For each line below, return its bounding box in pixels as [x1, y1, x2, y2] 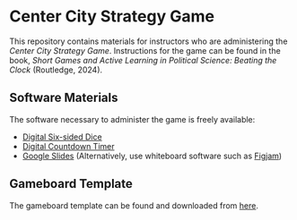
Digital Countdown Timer [22, 140, 115, 151]
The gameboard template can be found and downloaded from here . [9, 199, 258, 211]
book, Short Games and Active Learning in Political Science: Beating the [9, 55, 277, 65]
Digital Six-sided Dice [22, 131, 102, 142]
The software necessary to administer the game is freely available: [9, 114, 256, 124]
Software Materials [9, 90, 118, 106]
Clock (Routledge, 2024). [9, 64, 103, 75]
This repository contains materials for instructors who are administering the [9, 36, 288, 47]
